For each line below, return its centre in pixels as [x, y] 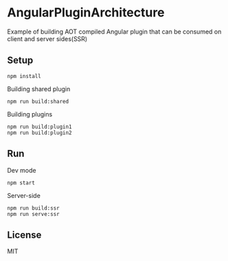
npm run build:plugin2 [39, 133]
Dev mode [22, 170]
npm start [21, 183]
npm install [24, 76]
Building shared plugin [39, 89]
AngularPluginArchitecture [86, 13]
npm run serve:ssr [33, 214]
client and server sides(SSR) [47, 38]
